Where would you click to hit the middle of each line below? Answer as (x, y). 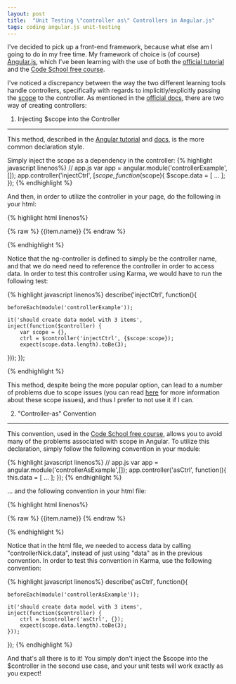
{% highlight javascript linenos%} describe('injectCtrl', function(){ (102, 295)
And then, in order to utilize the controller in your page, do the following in (114, 197)
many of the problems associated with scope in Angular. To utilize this (109, 442)
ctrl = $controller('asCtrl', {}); (72, 620)
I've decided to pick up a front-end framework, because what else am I (110, 47)
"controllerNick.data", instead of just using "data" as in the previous (105, 553)
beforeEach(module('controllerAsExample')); (73, 595)
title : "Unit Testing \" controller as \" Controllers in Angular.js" (111, 20)
